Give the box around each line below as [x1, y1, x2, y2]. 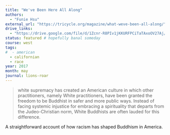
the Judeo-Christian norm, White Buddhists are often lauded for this [17, 108, 159, 114]
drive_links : [5, 26, 33, 31]
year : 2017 [5, 64, 28, 69]
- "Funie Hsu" [10, 17, 39, 22]
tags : [5, 45, 17, 50]
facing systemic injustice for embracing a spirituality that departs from [17, 103, 164, 109]
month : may [5, 69, 28, 74]
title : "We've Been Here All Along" [5, 7, 82, 13]
